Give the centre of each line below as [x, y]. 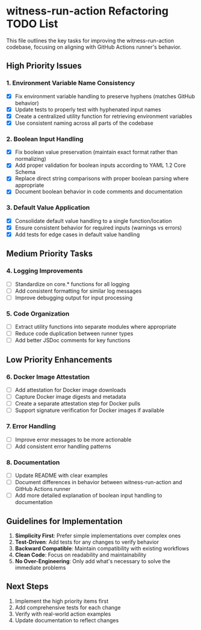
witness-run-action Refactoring [87, 11]
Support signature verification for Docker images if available [89, 410]
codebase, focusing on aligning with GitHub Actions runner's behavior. [94, 47]
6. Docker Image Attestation [48, 376]
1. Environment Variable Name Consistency [71, 83]
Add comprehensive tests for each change [68, 607]
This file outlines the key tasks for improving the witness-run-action [90, 40]
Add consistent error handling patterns [63, 446]
